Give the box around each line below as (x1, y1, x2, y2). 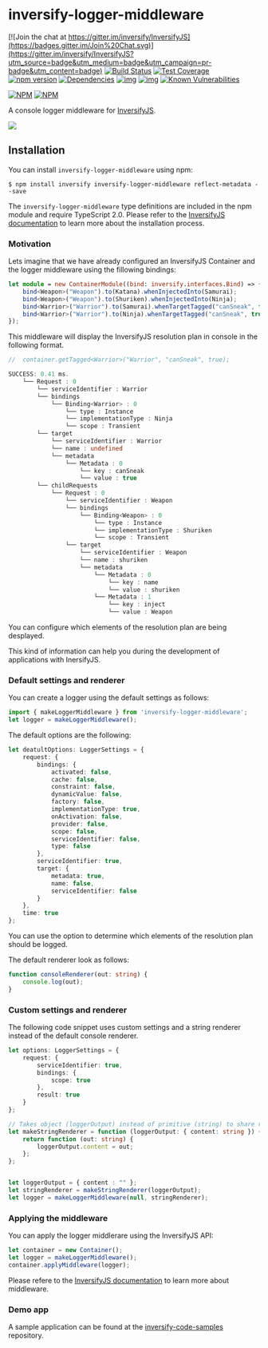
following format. (8, 340, 65, 350)
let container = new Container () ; (8, 1247, 124, 1255)
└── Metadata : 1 (93, 593, 152, 601)
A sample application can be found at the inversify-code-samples (8, 1322, 223, 1331)
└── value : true (79, 474, 137, 483)
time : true (22, 909, 59, 917)
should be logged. (8, 940, 68, 949)
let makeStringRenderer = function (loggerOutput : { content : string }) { (8, 1127, 262, 1135)
